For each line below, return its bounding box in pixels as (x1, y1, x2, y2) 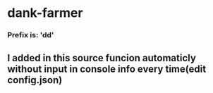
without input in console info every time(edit (7, 63, 207, 75)
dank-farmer (7, 5, 83, 21)
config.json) (7, 74, 63, 86)
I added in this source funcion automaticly (7, 51, 196, 64)
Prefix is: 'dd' (7, 30, 54, 40)
